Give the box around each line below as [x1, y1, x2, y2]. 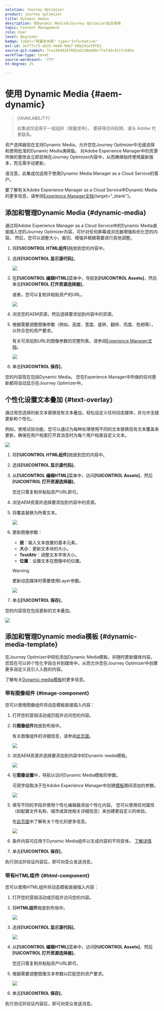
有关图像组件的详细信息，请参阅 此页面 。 [12, 733, 94, 739]
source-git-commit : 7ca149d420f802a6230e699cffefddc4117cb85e [5, 48, 134, 53]
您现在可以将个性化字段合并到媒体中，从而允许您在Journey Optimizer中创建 [5, 660, 158, 666]
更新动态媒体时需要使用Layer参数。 [12, 578, 84, 583]
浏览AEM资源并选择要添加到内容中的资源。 [12, 499, 99, 505]
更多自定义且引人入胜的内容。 [5, 666, 65, 672]
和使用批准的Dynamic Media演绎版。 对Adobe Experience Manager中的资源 [5, 148, 158, 154]
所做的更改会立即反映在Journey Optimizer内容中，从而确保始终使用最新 [5, 154, 149, 160]
